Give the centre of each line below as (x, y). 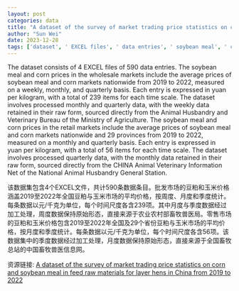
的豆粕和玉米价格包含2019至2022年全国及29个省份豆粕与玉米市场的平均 (113, 223)
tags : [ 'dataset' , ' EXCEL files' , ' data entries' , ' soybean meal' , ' (117, 47)
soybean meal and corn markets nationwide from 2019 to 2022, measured (116, 82)
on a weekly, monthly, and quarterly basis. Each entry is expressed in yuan (117, 90)
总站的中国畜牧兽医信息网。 (48, 249)
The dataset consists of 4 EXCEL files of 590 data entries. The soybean (112, 67)
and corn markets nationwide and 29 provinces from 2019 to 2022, (106, 135)
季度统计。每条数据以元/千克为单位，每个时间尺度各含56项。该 (137, 232)
